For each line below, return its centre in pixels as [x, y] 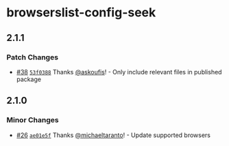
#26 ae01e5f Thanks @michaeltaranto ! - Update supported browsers [113, 135]
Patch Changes [33, 57]
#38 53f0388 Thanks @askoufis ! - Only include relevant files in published [119, 72]
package [29, 79]
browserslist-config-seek [81, 13]
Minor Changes [33, 120]
